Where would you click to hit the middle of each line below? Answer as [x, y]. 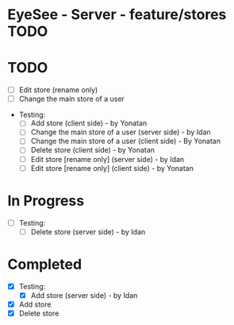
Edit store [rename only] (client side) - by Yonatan [112, 168]
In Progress [46, 201]
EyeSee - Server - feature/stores [117, 15]
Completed [45, 264]
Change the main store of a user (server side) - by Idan [121, 132]
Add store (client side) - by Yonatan [89, 123]
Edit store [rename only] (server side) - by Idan [107, 159]
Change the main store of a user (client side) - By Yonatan [126, 141]
